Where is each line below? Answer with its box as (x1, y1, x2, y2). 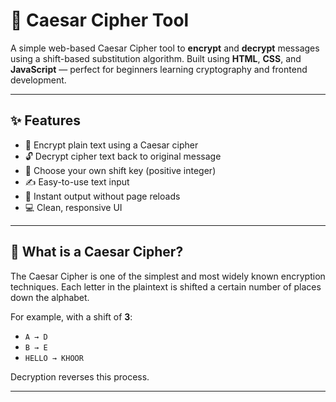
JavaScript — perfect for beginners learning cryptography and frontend (10, 63, 308, 75)
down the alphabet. (10, 291, 90, 303)
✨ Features (10, 112, 81, 129)
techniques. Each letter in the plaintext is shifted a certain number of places (10, 280, 322, 293)
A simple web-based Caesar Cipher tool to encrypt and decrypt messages (10, 42, 320, 54)
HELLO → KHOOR (24, 353, 84, 363)
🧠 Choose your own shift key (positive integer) (24, 164, 217, 176)
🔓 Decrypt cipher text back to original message (24, 150, 222, 162)
